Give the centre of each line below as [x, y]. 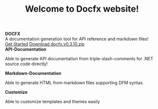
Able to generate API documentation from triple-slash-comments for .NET [79, 59]
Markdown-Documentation [33, 73]
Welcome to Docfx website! [82, 9]
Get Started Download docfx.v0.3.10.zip [45, 44]
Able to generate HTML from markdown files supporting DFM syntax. [75, 83]
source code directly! [26, 64]
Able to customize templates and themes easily [52, 102]
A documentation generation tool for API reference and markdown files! [77, 39]
